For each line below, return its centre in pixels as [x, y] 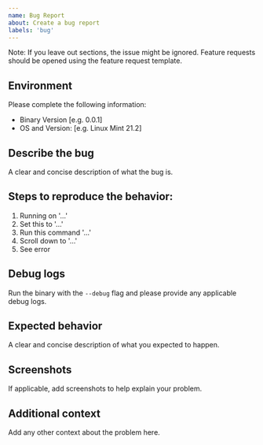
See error [35, 249]
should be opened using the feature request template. [95, 61]
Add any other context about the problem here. [84, 432]
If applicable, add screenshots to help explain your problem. [105, 389]
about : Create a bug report [54, 23]
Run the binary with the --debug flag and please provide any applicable [122, 293]
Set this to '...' [42, 224]
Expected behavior [55, 326]
